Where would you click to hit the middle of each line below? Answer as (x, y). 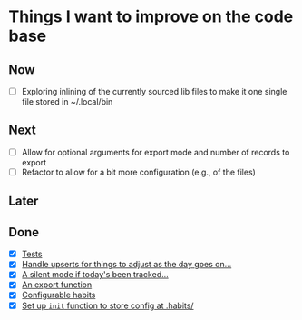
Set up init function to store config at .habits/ (107, 305)
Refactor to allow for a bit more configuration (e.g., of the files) (138, 172)
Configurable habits (58, 295)
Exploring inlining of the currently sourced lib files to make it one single (154, 91)
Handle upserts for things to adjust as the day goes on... (127, 265)
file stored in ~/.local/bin (67, 102)
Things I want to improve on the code (151, 17)
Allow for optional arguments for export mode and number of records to (156, 152)
